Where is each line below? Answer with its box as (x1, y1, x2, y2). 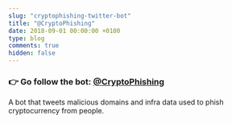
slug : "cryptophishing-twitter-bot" (8, 11, 131, 20)
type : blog (8, 34, 45, 43)
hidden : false (8, 49, 56, 57)
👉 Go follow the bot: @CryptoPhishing (8, 76, 165, 87)
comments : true (8, 42, 60, 50)
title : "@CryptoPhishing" (8, 19, 95, 27)
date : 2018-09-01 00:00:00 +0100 (8, 27, 121, 35)
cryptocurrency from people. (8, 106, 105, 116)
